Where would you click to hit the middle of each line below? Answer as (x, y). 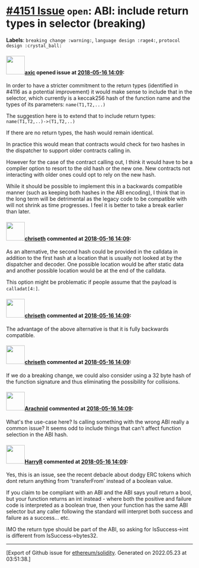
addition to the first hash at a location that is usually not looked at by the (94, 258)
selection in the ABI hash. (37, 434)
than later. (18, 212)
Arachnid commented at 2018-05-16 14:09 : (79, 409)
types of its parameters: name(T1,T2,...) (56, 105)
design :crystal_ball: (34, 46)
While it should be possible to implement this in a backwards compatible (94, 186)
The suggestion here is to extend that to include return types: (81, 116)
